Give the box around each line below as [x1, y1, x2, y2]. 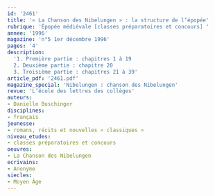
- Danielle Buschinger [7, 101, 73, 108]
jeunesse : [7, 120, 36, 127]
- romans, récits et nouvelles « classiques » [7, 126, 144, 133]
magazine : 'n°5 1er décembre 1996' [7, 36, 110, 43]
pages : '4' [7, 42, 39, 49]
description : [7, 49, 45, 56]
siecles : [7, 172, 33, 179]
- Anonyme [7, 165, 36, 172]
